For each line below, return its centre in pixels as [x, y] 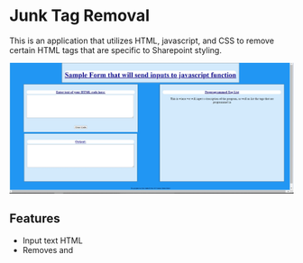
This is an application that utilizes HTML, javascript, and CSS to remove [142, 41]
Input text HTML [52, 240]
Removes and [48, 249]
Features [35, 218]
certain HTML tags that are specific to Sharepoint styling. [116, 50]
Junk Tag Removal [80, 16]
